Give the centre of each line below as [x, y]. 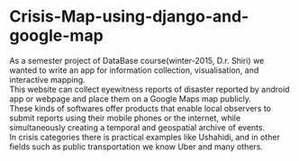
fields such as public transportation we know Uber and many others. [136, 147]
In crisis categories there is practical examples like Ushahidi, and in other [145, 137]
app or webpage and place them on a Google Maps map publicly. [131, 98]
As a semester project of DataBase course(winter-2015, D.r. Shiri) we [137, 60]
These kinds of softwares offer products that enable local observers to [140, 108]
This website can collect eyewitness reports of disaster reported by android [149, 89]
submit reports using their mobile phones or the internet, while [125, 118]
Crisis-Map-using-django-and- [129, 17]
